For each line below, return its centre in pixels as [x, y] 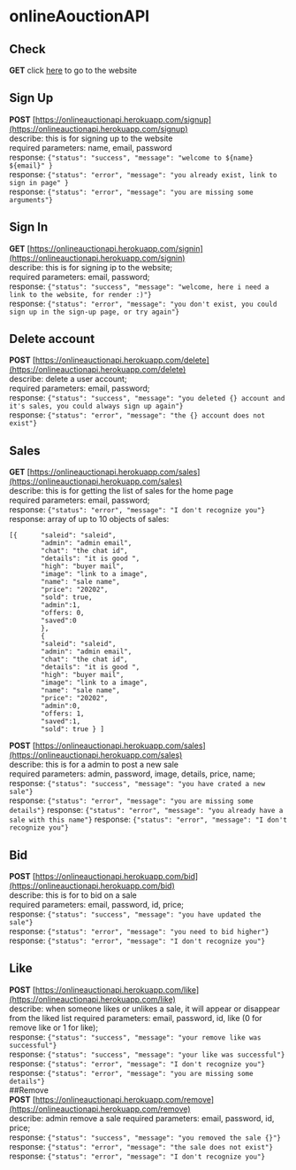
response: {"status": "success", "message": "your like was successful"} [147, 1054]
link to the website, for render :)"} [80, 294]
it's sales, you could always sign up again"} [96, 406]
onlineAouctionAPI [80, 16]
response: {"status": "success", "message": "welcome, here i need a [139, 286]
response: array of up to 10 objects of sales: [89, 519]
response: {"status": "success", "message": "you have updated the [135, 914]
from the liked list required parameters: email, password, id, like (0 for [136, 1018]
